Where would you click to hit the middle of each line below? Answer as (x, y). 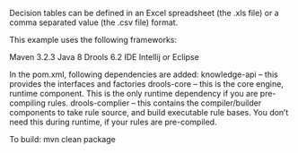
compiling (28, 103)
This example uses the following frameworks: (93, 40)
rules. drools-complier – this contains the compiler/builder (155, 103)
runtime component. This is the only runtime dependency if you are (134, 93)
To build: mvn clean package (63, 139)
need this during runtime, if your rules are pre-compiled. (113, 122)
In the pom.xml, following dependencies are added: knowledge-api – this (144, 74)
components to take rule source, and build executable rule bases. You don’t (149, 112)
